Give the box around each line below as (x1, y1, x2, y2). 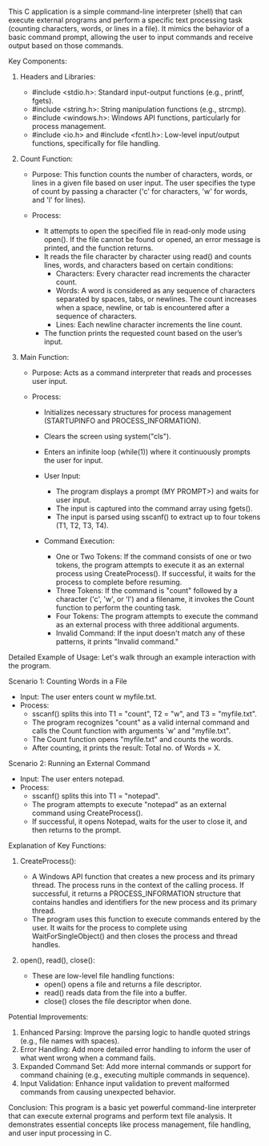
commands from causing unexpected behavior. (19, 1087, 176, 1096)
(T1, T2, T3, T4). (55, 521, 110, 530)
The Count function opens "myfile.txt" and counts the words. (31, 735, 234, 744)
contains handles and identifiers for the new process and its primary (31, 898, 258, 906)
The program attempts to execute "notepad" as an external (31, 800, 227, 809)
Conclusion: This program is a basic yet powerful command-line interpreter (8, 1103, 256, 1112)
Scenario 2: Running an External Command (8, 759, 151, 768)
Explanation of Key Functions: (8, 841, 106, 850)
